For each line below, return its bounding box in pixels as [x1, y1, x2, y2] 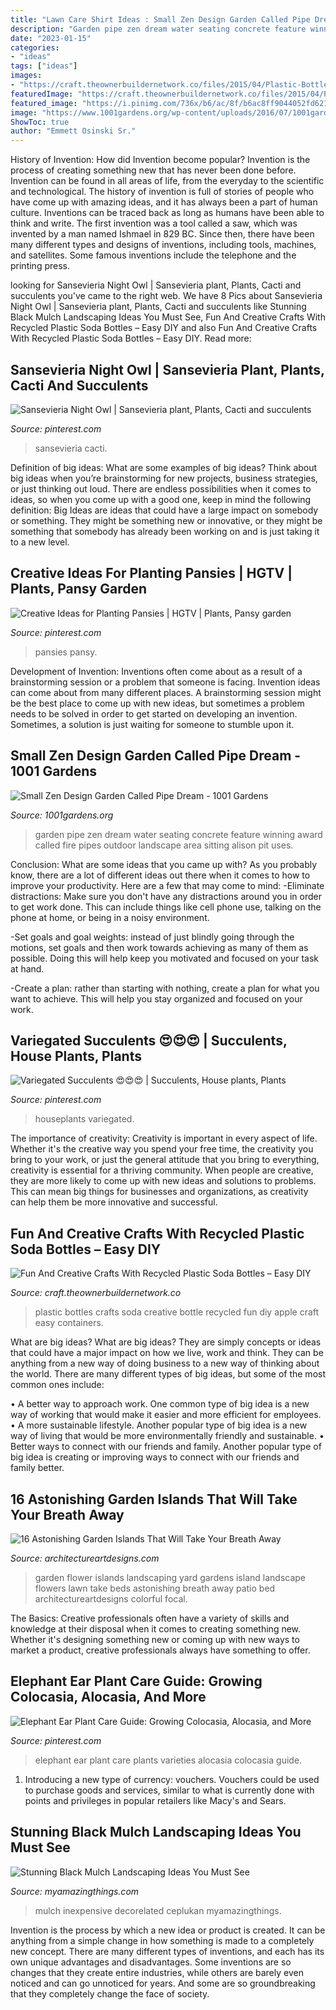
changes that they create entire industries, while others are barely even [10, 1966, 304, 1978]
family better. [10, 1462, 65, 1474]
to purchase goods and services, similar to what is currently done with [24, 1784, 315, 1796]
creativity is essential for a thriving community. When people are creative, [10, 1164, 314, 1176]
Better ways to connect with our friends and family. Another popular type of [10, 1441, 322, 1453]
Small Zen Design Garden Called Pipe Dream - [10, 747, 302, 765]
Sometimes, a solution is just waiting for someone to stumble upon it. [10, 718, 295, 730]
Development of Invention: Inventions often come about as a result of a [10, 665, 303, 677]
